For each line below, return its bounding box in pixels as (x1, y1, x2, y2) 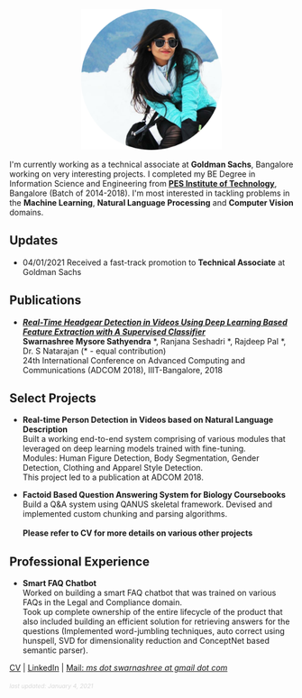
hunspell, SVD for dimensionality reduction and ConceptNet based (22, 636, 270, 647)
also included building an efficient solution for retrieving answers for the (22, 616, 290, 627)
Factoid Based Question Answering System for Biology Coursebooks (22, 490, 287, 501)
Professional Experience (9, 554, 151, 569)
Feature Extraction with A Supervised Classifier (22, 326, 206, 337)
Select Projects (9, 390, 96, 406)
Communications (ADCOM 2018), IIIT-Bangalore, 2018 (22, 364, 224, 375)
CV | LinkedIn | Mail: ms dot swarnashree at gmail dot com (9, 663, 228, 674)
